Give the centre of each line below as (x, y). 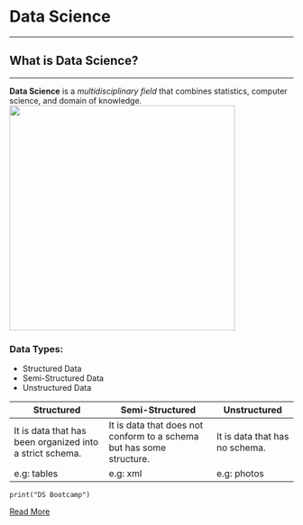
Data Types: (37, 348)
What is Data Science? (74, 61)
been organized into (56, 442)
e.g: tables (36, 474)
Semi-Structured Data (63, 378)
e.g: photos (240, 474)
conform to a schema (154, 437)
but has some (138, 448)
